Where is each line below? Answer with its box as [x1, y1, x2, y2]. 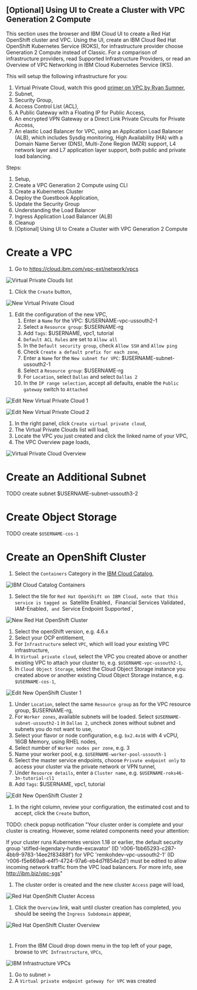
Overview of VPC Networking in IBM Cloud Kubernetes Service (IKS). [6, 61, 174, 68]
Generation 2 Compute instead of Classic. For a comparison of [6, 49, 157, 56]
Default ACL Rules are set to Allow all [23, 335, 118, 343]
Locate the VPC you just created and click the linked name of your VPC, [14, 432, 188, 439]
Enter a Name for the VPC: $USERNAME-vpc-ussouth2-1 [23, 317, 158, 324]
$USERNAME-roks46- [139, 770, 185, 776]
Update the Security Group [14, 200, 80, 207]
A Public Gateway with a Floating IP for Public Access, [14, 109, 145, 116]
